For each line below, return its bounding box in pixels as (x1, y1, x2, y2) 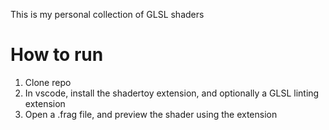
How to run (10, 44, 104, 66)
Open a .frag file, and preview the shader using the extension (24, 108, 278, 120)
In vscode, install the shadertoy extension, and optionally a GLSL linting (24, 87, 320, 99)
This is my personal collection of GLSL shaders (10, 9, 205, 20)
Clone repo (24, 76, 72, 88)
